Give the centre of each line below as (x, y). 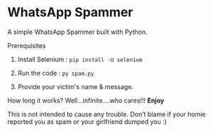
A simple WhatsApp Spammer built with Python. (77, 32)
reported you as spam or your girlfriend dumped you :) (87, 122)
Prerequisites (27, 45)
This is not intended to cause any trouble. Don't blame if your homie (106, 114)
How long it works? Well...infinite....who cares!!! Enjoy (86, 100)
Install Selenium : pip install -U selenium (80, 59)
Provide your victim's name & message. (75, 86)
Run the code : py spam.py (56, 73)
